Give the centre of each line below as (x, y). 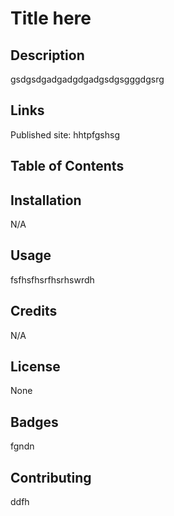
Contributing (51, 477)
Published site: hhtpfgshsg (65, 134)
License (35, 367)
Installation (46, 200)
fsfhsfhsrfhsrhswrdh (52, 279)
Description (47, 55)
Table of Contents (67, 166)
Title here (51, 18)
